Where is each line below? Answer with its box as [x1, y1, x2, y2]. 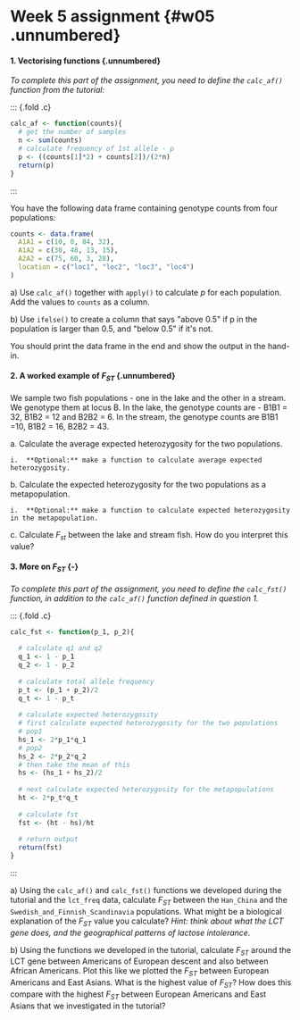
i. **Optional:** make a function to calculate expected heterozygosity [10, 506, 291, 514]
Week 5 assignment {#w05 [10, 6, 215, 27]
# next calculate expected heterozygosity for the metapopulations [18, 785, 275, 794]
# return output [18, 835, 79, 844]
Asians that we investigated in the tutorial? [10, 1000, 166, 1011]
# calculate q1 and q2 [18, 644, 103, 653]
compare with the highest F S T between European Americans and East [10, 989, 267, 1001]
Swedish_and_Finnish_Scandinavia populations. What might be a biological [10, 906, 282, 916]
